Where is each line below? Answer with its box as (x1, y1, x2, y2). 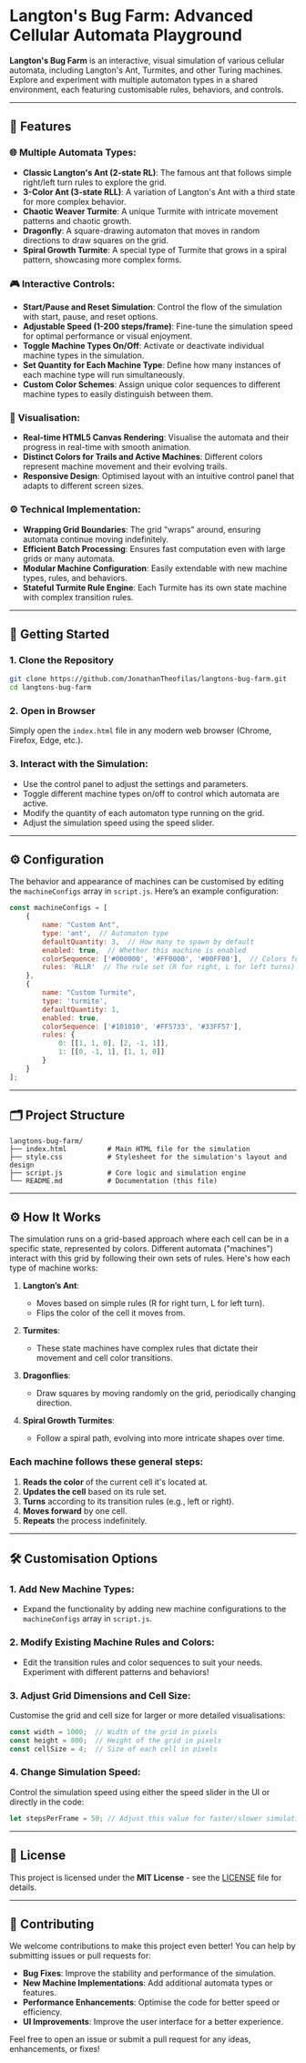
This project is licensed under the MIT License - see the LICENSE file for (9, 1872, 282, 1883)
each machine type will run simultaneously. (22, 369, 185, 380)
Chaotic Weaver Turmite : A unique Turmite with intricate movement (22, 206, 279, 217)
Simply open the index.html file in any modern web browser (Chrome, (9, 725, 272, 736)
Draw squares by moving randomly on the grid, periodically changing (36, 1388, 296, 1399)
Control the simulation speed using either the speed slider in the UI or (9, 1786, 270, 1797)
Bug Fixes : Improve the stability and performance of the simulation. (22, 1968, 276, 1979)
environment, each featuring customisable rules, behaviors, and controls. (9, 84, 284, 95)
